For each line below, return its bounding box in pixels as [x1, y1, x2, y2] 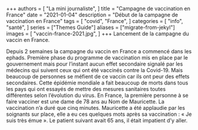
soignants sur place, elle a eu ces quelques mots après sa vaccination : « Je [6, 110, 192, 118]
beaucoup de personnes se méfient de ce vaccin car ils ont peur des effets [6, 73, 190, 80]
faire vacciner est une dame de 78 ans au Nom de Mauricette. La [6, 98, 165, 105]
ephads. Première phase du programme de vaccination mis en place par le [6, 54, 189, 61]
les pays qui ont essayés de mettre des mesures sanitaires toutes [6, 86, 166, 92]
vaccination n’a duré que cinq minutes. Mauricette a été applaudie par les [6, 105, 186, 111]
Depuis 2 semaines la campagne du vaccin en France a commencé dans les [6, 48, 192, 55]
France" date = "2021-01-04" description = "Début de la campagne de [6, 11, 178, 18]
